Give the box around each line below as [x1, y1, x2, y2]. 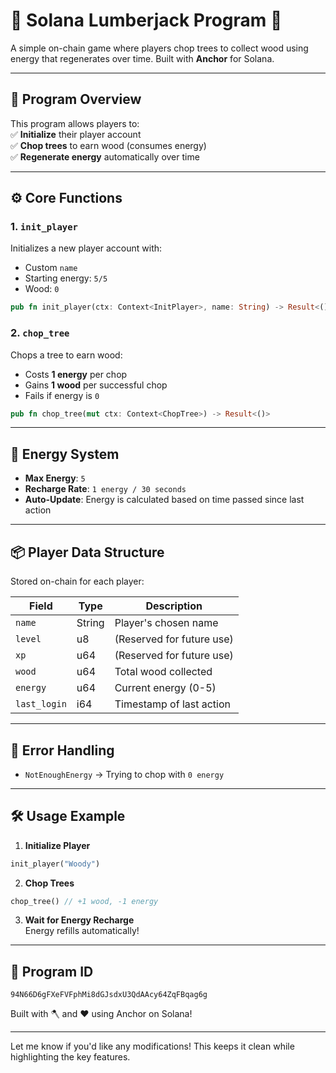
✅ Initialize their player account [10, 128, 142, 140]
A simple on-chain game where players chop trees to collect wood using [10, 42, 309, 54]
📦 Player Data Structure [10, 544, 165, 561]
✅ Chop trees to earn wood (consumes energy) [10, 139, 207, 151]
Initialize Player [24, 839, 91, 851]
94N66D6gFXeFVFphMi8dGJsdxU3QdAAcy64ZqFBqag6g [10, 990, 208, 1000]
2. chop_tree [10, 326, 70, 340]
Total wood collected [114, 665, 213, 679]
